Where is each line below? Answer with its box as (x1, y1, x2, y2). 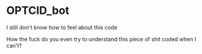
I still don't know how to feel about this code (6, 24, 118, 31)
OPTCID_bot (6, 4, 70, 18)
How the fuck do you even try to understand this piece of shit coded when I (6, 35, 197, 42)
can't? (6, 42, 23, 49)
